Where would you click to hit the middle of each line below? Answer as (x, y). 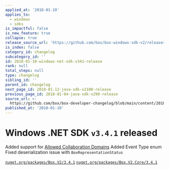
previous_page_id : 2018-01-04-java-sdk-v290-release (62, 94)
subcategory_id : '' (26, 57)
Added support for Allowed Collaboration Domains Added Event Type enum (83, 147)
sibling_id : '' (21, 80)
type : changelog (22, 75)
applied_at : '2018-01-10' (32, 10)
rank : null (17, 66)
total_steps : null (24, 71)
